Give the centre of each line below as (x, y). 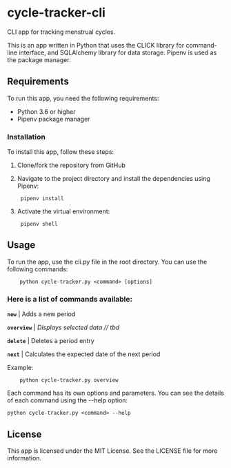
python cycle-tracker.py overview (69, 380)
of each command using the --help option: (68, 400)
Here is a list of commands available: (70, 299)
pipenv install (42, 199)
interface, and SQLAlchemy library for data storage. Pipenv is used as (118, 52)
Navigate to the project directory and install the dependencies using (113, 179)
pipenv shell (39, 224)
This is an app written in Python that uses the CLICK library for (96, 45)
